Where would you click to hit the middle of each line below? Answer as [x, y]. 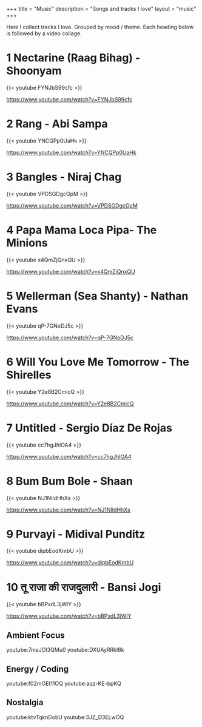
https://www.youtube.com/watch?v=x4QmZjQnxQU [71, 271]
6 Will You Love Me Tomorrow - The [98, 362]
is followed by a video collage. [44, 33]
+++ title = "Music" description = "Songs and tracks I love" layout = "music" [101, 9]
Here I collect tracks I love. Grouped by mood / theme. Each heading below [100, 27]
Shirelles [29, 375]
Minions [27, 243]
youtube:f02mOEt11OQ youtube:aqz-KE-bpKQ [64, 683]
